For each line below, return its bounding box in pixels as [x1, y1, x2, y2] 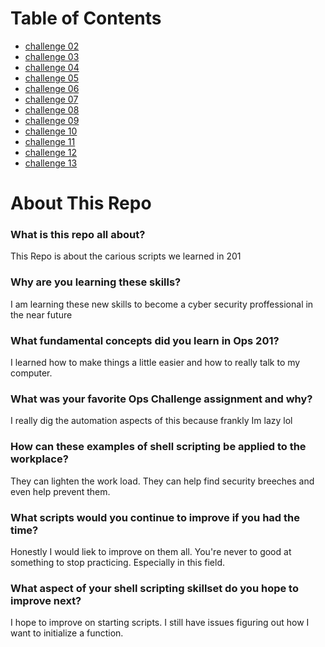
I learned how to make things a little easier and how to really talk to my [10, 357, 301, 369]
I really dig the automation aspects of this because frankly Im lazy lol [10, 415, 293, 427]
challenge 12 [24, 146, 78, 158]
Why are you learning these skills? [10, 275, 182, 289]
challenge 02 [24, 40, 80, 52]
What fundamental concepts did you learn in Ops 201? [10, 333, 280, 347]
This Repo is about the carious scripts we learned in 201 [10, 250, 242, 262]
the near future [10, 308, 73, 321]
